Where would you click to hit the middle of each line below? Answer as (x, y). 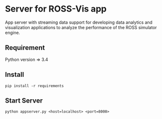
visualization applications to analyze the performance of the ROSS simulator (81, 27)
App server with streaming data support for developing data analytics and (79, 22)
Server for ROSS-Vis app (56, 9)
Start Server (24, 100)
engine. (13, 32)
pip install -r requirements (34, 86)
